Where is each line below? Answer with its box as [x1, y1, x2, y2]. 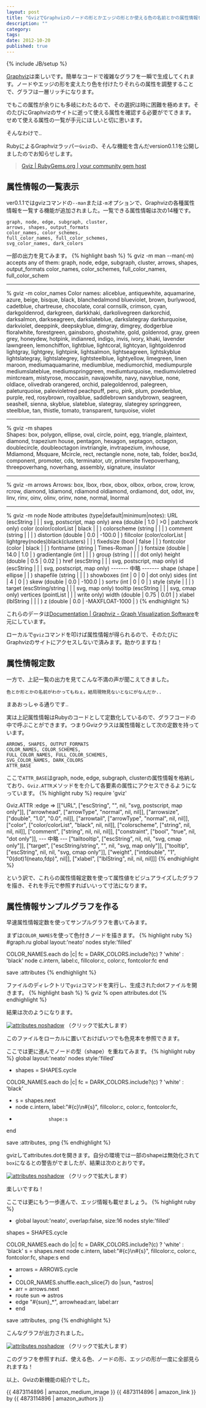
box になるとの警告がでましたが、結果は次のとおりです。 [6, 1159, 148, 1166]
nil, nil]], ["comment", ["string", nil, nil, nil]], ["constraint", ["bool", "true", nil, [6, 828, 196, 835]
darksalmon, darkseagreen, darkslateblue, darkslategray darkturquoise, [6, 315, 188, 322]
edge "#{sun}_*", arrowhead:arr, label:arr [15, 1298, 120, 1306]
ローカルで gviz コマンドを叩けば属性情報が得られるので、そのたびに [6, 631, 179, 638]
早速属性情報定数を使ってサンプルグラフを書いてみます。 [6, 919, 151, 926]
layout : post [6, 9, 40, 15]
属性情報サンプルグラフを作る [6, 901, 120, 911]
